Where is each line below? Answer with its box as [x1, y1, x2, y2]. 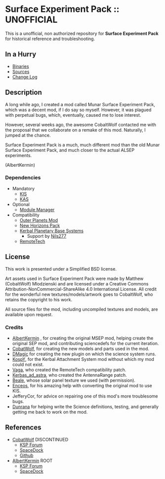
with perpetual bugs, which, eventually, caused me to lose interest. [5, 112, 141, 118]
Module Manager [19, 206, 55, 212]
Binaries [12, 63, 29, 69]
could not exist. [12, 361, 44, 367]
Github [19, 452, 34, 458]
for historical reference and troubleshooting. [5, 36, 95, 42]
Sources [12, 68, 30, 74]
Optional [12, 201, 30, 207]
